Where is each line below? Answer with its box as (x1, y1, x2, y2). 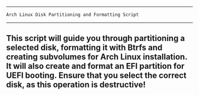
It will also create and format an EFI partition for (6, 61, 185, 71)
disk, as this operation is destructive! (6, 80, 146, 90)
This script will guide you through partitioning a (6, 33, 185, 43)
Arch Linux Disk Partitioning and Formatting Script (6, 12, 139, 18)
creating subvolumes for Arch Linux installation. (6, 52, 188, 62)
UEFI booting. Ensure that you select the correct (6, 71, 187, 81)
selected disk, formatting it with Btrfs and (6, 43, 163, 53)
